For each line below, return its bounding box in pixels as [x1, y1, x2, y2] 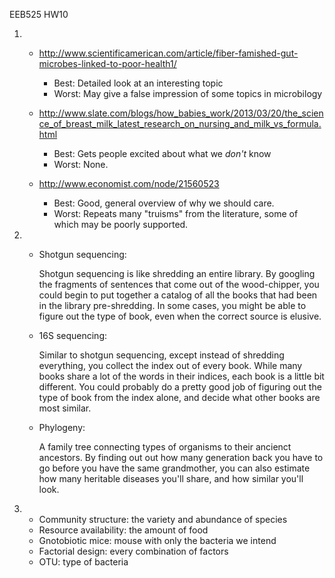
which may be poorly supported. [53, 219, 189, 230]
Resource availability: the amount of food [38, 524, 209, 536]
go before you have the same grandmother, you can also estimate [38, 462, 311, 474]
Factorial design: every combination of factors [38, 545, 229, 557]
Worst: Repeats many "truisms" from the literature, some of [53, 208, 299, 219]
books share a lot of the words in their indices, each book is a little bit [38, 370, 325, 382]
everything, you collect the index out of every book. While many [38, 360, 303, 371]
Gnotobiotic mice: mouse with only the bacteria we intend [38, 535, 277, 546]
